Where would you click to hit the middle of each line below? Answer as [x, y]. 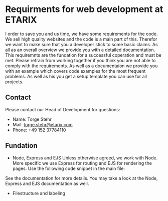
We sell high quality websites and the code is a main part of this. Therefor [81, 39]
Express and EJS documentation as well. [47, 183]
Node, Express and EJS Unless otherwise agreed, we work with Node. [85, 158]
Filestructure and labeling [39, 193]
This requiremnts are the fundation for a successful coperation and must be [83, 55]
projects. [14, 82]
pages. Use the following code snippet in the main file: [69, 168]
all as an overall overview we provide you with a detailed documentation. [80, 50]
